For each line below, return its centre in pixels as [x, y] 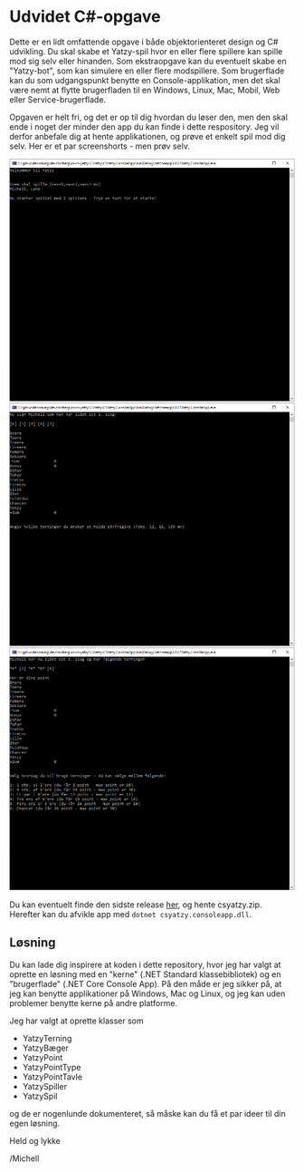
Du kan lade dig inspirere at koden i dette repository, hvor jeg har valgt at [145, 964]
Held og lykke [35, 1140]
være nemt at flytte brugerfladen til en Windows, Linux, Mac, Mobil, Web [145, 90]
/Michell [24, 1158]
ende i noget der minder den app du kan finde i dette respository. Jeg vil [144, 126]
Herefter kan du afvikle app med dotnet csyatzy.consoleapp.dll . [130, 914]
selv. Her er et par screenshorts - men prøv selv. [100, 146]
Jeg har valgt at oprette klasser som [76, 1021]
